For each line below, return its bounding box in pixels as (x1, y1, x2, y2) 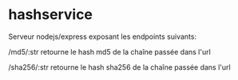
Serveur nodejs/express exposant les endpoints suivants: (8, 32, 197, 41)
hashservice (8, 6, 93, 24)
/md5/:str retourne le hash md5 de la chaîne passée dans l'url (8, 47, 212, 56)
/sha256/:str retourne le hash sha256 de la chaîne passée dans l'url (8, 62, 231, 72)
